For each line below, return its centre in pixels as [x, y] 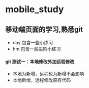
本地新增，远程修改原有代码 [42, 80]
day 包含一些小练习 [33, 42]
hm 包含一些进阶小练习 [37, 49]
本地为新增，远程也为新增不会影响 [48, 74]
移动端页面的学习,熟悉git [44, 29]
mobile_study [35, 9]
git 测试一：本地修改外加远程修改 [40, 62]
